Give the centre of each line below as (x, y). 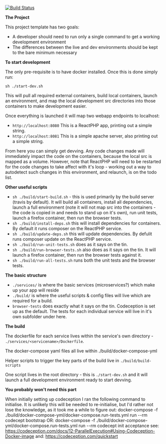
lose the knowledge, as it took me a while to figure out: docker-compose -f (82, 410)
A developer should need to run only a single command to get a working (86, 37)
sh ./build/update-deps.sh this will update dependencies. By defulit (82, 234)
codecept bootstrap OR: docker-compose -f (50, 420)
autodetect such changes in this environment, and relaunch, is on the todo (81, 172)
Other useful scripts (26, 187)
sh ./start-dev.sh (24, 86)
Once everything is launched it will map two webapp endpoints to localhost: (83, 116)
